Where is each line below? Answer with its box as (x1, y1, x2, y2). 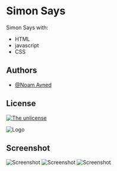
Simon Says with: (6, 24, 49, 31)
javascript (14, 42, 39, 49)
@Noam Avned (14, 81, 52, 88)
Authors (6, 66, 37, 76)
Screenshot (6, 143, 50, 153)
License (6, 98, 36, 108)
